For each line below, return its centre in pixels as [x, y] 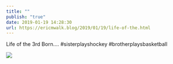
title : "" [18, 11]
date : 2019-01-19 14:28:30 [39, 22]
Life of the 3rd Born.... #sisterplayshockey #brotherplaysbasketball [87, 44]
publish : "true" [26, 17]
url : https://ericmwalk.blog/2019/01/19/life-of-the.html [78, 28]
